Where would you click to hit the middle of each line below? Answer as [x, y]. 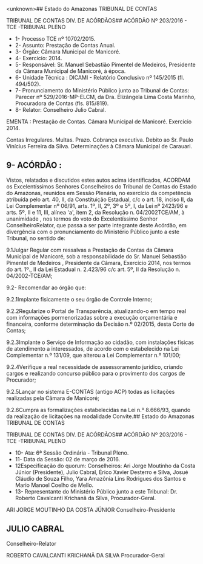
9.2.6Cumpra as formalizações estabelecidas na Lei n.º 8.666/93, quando [98, 410]
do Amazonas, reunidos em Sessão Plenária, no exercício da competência [99, 193]
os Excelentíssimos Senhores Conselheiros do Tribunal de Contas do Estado [101, 186]
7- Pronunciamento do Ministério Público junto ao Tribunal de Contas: [102, 90]
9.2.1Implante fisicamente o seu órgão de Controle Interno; [79, 299]
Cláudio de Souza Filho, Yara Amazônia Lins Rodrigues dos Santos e [100, 478]
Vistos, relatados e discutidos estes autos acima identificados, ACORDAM [98, 180]
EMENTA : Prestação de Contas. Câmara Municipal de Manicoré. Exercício [99, 122]
